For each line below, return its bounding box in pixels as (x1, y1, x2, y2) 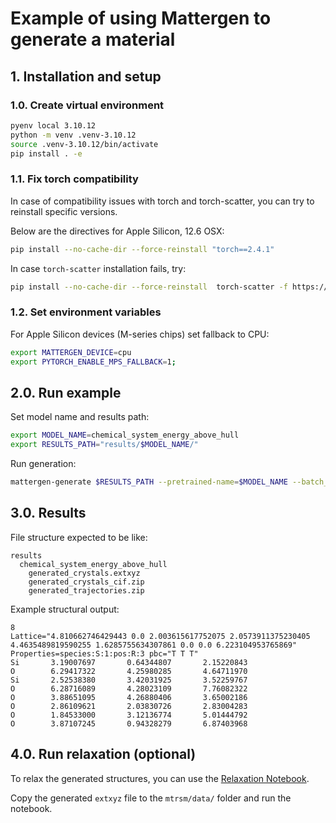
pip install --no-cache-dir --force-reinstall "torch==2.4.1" (10, 244, 275, 254)
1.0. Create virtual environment (10, 98, 165, 112)
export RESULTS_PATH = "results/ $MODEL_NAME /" (10, 440, 199, 450)
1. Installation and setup (10, 68, 162, 85)
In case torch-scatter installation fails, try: (10, 262, 187, 274)
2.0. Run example (10, 384, 122, 401)
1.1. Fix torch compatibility (10, 172, 139, 186)
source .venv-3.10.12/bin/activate (10, 139, 159, 149)
